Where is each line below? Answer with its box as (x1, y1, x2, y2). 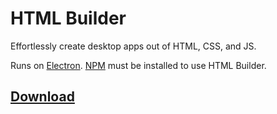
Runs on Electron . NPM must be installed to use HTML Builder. (10, 59, 267, 71)
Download (10, 88, 75, 106)
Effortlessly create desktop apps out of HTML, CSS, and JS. (10, 40, 257, 52)
